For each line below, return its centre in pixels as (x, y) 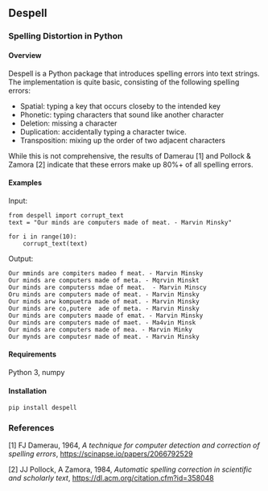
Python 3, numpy (37, 372)
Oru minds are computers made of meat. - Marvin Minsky (104, 294)
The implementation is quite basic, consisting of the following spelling (124, 82)
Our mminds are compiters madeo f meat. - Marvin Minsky (106, 273)
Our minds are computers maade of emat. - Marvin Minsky (106, 316)
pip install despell (43, 408)
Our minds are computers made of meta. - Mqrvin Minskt (104, 280)
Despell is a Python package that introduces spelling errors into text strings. (134, 73)
